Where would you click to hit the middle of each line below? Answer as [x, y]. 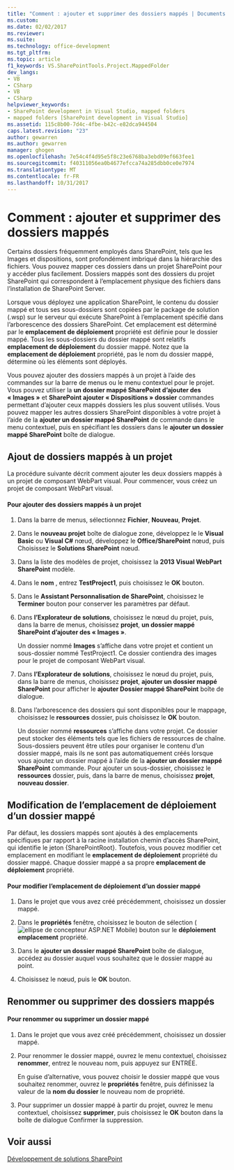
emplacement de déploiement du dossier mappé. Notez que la [98, 347]
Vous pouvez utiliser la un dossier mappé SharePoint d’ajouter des [104, 390]
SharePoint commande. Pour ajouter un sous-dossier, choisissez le [114, 768]
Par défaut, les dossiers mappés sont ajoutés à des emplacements [103, 833]
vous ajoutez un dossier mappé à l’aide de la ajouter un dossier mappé [120, 761]
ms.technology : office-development [59, 46]
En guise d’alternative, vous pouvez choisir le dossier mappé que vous [118, 1076]
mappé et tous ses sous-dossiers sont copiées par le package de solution [113, 310]
